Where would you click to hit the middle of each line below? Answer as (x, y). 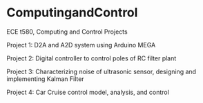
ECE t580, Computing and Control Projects (67, 32)
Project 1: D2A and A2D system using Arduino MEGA (81, 45)
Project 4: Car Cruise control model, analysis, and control (88, 92)
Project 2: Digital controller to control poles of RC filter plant (91, 58)
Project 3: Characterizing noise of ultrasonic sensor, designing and (101, 71)
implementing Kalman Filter (45, 79)
